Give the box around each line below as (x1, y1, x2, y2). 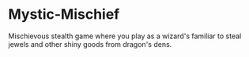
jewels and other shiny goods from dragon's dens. (8, 39, 172, 48)
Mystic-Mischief (8, 5, 120, 23)
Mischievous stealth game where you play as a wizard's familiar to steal (8, 31, 242, 41)
